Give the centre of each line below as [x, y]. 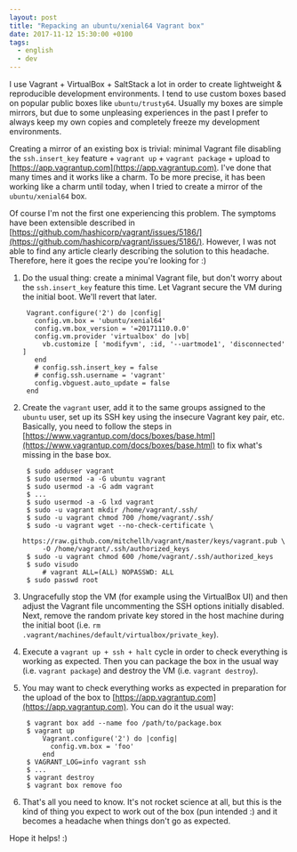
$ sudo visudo [52, 564]
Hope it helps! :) [39, 838]
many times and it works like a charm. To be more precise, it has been [137, 177]
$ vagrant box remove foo [74, 785]
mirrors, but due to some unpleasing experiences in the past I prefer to [139, 113]
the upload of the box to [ [68, 697]
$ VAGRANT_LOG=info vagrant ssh [86, 762]
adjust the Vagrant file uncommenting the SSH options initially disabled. [153, 606]
